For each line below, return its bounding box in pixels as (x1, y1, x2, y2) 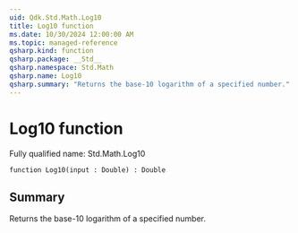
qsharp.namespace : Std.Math (9, 64, 115, 73)
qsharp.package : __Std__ (9, 55, 102, 64)
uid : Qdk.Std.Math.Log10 (9, 13, 102, 22)
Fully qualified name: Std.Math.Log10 (9, 148, 146, 159)
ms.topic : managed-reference (9, 38, 118, 47)
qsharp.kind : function (9, 47, 94, 56)
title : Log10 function (9, 22, 94, 30)
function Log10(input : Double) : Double (9, 165, 166, 175)
